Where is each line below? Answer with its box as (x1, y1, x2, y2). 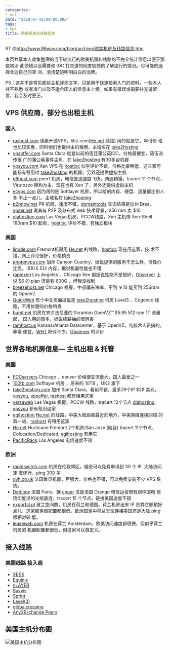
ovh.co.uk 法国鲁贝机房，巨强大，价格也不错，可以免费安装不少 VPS (12, 476, 156, 482)
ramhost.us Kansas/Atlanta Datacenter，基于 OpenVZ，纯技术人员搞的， (12, 322, 164, 328)
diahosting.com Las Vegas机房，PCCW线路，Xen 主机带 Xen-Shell (12, 213, 153, 219)
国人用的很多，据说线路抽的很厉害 (22, 316, 94, 322)
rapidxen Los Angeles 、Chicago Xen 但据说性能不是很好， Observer (12, 272, 156, 278)
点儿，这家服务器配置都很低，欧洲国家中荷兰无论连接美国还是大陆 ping (12, 508, 161, 514)
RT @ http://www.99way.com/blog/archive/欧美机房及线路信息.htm (5, 46, 144, 51)
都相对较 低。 (12, 514, 41, 520)
